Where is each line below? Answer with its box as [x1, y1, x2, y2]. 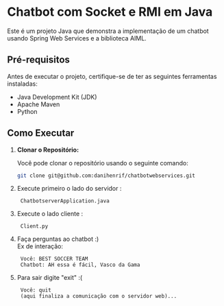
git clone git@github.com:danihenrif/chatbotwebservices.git [16, 172, 196, 179]
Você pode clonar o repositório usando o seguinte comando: [16, 158, 188, 167]
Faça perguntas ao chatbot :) [16, 235, 99, 244]
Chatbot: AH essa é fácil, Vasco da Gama [20, 261, 140, 268]
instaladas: [7, 80, 38, 88]
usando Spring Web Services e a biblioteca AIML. [7, 34, 147, 42]
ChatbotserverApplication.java [20, 198, 110, 204]
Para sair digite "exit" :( [16, 274, 83, 282]
